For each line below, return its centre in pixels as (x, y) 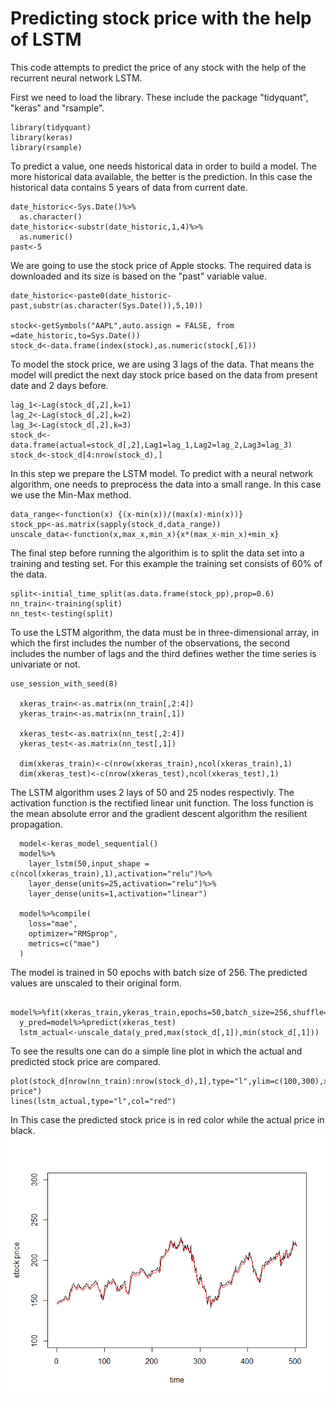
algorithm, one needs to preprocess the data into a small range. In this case (166, 484)
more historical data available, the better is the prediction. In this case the (161, 176)
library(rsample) (46, 147)
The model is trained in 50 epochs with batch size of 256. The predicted (159, 972)
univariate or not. (45, 664)
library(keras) (42, 137)
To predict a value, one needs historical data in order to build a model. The (163, 166)
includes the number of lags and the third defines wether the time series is (163, 653)
